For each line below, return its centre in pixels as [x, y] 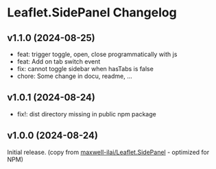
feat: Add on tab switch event [59, 62]
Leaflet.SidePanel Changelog [92, 13]
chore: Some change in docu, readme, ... [74, 76]
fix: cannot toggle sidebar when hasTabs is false [85, 69]
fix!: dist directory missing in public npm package [86, 114]
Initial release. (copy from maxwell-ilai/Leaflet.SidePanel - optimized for [108, 152]
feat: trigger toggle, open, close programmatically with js [97, 54]
